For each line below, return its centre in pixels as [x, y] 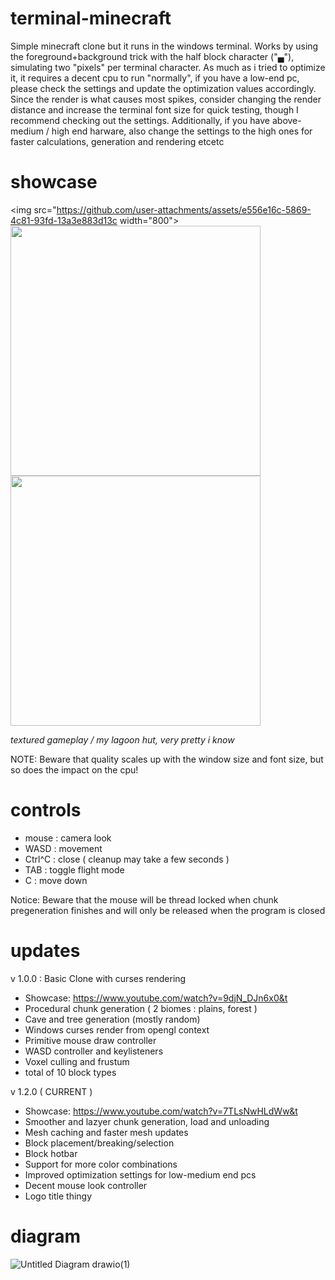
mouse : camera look [68, 838]
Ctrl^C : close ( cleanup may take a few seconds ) [127, 859]
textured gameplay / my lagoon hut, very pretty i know [122, 739]
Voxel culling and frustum [77, 1061]
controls [46, 810]
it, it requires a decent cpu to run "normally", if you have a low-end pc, [155, 78]
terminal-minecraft [91, 18]
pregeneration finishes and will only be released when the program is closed [168, 910]
